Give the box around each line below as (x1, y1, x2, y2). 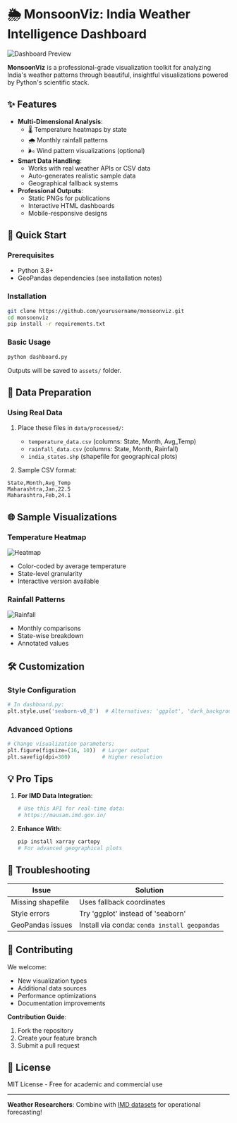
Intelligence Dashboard (7, 26, 147, 42)
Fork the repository (17, 1026, 74, 1034)
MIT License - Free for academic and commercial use (7, 1080, 163, 1088)
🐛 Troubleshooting (7, 864, 90, 876)
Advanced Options (7, 724, 73, 734)
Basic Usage (7, 337, 51, 347)
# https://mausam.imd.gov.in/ (17, 812, 107, 819)
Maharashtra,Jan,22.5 (7, 486, 71, 493)
